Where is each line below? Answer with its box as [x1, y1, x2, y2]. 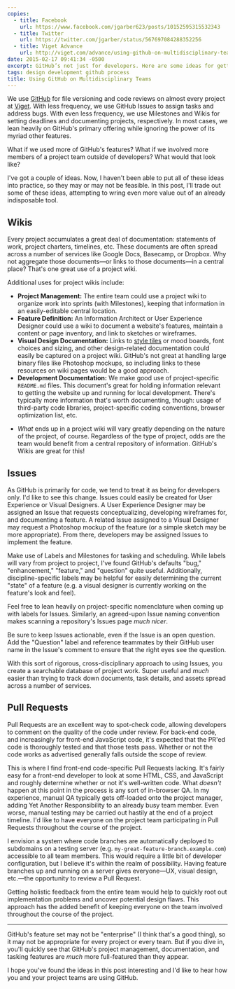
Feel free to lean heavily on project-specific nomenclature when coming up [7, 602, 224, 610]
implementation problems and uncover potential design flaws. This [7, 894, 199, 904]
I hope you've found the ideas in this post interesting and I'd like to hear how [7, 966, 227, 974]
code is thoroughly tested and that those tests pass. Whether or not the [7, 742, 213, 751]
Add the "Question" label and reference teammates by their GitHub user [7, 638, 215, 646]
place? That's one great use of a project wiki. [7, 265, 138, 273]
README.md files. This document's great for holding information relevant [17, 381, 221, 389]
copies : [7, 10, 30, 18]
